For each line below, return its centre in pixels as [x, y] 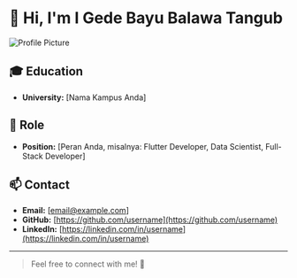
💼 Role [27, 125]
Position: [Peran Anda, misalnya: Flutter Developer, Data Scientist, [142, 146]
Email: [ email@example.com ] [76, 211]
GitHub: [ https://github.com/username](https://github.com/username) [150, 220]
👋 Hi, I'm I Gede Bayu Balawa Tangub [146, 18]
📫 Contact [40, 185]
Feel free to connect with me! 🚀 [88, 264]
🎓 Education [46, 71]
